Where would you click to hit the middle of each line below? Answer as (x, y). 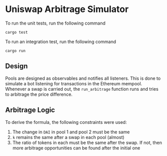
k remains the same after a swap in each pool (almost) (68, 137)
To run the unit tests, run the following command (55, 23)
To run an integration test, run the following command (61, 42)
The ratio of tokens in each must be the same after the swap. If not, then (87, 142)
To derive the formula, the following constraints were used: (66, 122)
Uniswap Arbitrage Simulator (67, 9)
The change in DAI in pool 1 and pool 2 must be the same (71, 132)
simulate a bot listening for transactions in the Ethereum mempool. (74, 83)
